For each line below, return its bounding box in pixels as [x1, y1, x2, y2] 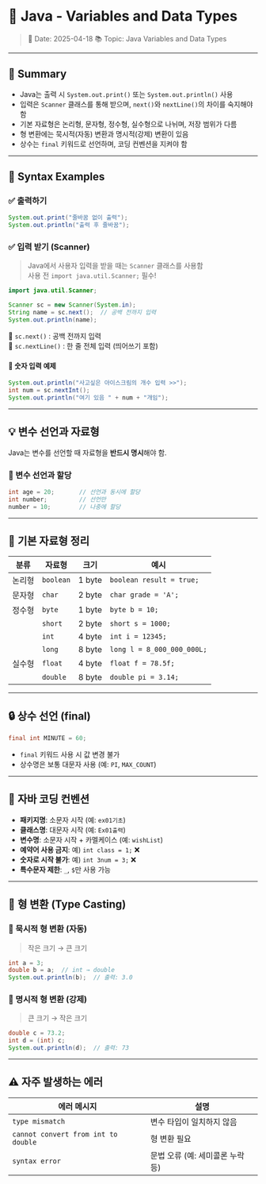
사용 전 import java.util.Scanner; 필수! [27, 271, 157, 280]
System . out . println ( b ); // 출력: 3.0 [8, 974, 133, 982]
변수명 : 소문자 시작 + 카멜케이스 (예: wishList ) [19, 835, 164, 844]
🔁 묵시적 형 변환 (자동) [8, 924, 87, 935]
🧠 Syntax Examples [8, 170, 105, 183]
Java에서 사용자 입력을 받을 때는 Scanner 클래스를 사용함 [27, 261, 203, 271]
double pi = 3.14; [109, 673, 180, 682]
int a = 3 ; [8, 958, 44, 967]
